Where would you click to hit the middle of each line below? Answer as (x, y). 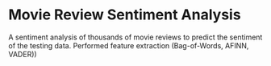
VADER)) (23, 54)
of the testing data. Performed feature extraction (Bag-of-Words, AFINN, (129, 45)
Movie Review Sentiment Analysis (125, 15)
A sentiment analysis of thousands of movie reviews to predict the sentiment (135, 37)
